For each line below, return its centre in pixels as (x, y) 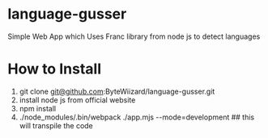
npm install (38, 108)
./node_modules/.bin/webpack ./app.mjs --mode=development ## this (137, 117)
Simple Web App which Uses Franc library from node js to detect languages (134, 36)
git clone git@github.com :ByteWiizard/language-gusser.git (117, 91)
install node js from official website (77, 100)
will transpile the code (56, 125)
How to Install (55, 69)
